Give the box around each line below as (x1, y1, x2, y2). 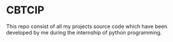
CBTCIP (6, 3, 45, 17)
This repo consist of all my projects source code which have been (6, 23, 168, 30)
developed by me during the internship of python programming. (6, 29, 162, 36)
